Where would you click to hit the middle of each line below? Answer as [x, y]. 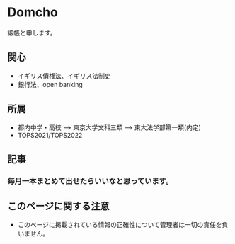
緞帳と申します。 [32, 33]
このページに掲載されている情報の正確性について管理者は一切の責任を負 [123, 224]
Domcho [33, 12]
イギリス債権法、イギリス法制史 [64, 76]
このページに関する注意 [58, 206]
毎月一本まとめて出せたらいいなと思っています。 [90, 181]
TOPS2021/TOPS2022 [50, 135]
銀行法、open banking [50, 84]
